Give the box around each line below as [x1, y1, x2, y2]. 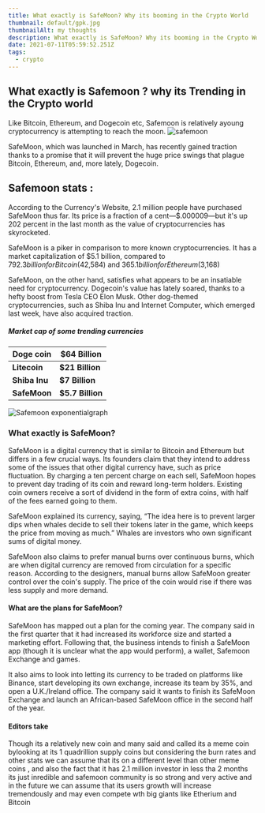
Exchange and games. [8, 654, 80, 664]
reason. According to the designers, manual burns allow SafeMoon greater [8, 568, 251, 578]
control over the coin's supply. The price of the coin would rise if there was [8, 577, 252, 586]
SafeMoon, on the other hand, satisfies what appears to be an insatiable [8, 275, 242, 284]
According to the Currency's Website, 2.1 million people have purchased [8, 202, 242, 212]
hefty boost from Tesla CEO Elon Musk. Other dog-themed [8, 291, 199, 301]
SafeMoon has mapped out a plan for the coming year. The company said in [8, 620, 255, 630]
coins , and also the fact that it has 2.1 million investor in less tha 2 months [8, 764, 248, 774]
